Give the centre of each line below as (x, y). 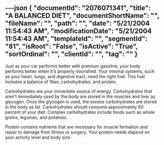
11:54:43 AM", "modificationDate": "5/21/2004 (78, 31)
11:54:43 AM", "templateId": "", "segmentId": (76, 39)
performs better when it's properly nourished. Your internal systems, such (80, 71)
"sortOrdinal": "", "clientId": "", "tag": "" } (71, 54)
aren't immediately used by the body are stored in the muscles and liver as (80, 96)
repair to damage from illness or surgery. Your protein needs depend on (78, 132)
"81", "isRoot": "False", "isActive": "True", (71, 46)
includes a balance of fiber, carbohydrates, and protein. (61, 82)
